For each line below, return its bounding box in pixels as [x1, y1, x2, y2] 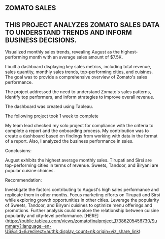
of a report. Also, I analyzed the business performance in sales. [5, 138, 134, 144]
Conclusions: [5, 148, 32, 154]
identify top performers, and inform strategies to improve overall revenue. [5, 94, 154, 100]
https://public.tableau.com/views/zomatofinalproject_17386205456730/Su [6, 218, 158, 224]
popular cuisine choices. [5, 168, 55, 174]
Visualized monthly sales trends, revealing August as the [5, 49, 120, 55]
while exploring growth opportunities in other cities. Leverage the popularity [5, 197, 159, 203]
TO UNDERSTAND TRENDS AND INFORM [5, 28, 132, 36]
